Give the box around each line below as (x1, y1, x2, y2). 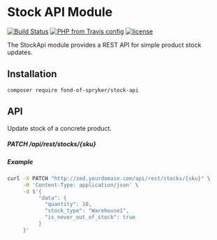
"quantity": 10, (44, 201, 92, 208)
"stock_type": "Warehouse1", (44, 207, 130, 214)
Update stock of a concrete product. (7, 124, 112, 132)
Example (7, 157, 33, 166)
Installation (7, 68, 57, 80)
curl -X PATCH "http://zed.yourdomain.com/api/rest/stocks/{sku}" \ (7, 175, 211, 182)
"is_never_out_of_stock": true (44, 214, 136, 221)
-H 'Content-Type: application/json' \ (22, 182, 139, 189)
